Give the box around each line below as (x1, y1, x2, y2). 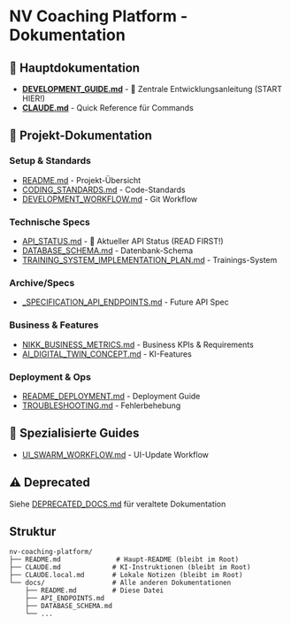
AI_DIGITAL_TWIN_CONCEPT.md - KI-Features (21, 348, 192, 359)
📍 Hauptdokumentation (9, 60, 140, 75)
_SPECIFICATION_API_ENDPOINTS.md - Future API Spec (21, 297, 229, 307)
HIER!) (21, 93, 46, 104)
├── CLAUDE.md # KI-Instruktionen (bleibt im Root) (9, 563, 251, 572)
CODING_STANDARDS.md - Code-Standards (21, 184, 186, 195)
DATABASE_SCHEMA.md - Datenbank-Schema (21, 245, 194, 256)
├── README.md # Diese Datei (25, 586, 165, 595)
